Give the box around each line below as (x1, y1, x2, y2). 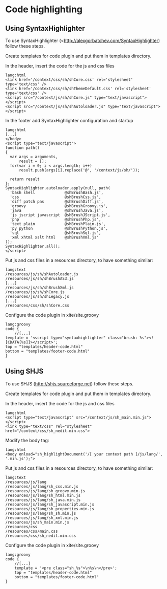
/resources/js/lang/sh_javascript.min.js (5, 501, 95, 507)
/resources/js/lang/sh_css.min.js (5, 484, 79, 489)
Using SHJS (5, 367, 44, 376)
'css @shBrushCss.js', (10, 194, 101, 200)
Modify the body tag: (5, 437, 49, 443)
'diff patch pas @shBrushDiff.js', (10, 199, 103, 204)
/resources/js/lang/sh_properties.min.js (5, 506, 95, 511)
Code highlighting (5, 4, 83, 15)
